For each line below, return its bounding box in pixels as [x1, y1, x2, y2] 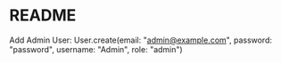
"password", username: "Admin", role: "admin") [9, 43, 183, 54]
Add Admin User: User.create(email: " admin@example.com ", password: [9, 35, 273, 45]
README [9, 5, 77, 26]
